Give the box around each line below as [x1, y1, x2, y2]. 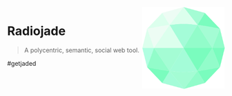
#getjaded [7, 59, 37, 67]
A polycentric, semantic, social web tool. [23, 46, 139, 54]
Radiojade [7, 23, 66, 39]
